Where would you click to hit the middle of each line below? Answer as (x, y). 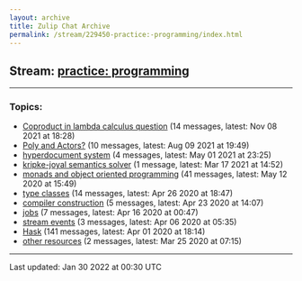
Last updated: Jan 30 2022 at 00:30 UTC (85, 267)
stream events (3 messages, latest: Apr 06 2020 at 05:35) (129, 222)
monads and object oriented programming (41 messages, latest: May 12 (155, 174)
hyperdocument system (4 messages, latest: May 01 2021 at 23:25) (147, 155)
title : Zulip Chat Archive (60, 26)
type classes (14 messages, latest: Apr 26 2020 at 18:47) (128, 194)
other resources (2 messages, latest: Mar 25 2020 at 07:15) (132, 241)
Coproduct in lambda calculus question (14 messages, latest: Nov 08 (150, 126)
